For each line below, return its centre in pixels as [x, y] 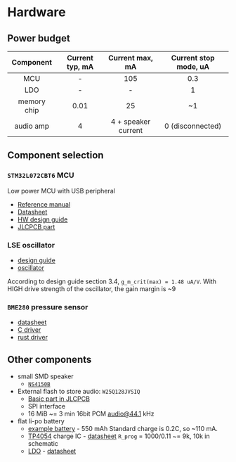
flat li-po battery [41, 421]
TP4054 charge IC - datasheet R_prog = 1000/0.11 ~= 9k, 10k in [119, 436]
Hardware [37, 12]
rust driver [32, 338]
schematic [43, 444]
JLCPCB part [36, 226]
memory [32, 101]
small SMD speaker [45, 376]
